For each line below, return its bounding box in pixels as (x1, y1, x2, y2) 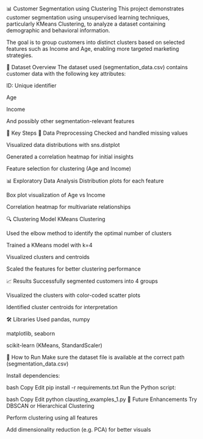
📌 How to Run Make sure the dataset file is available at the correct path (6, 354, 185, 361)
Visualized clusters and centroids (6, 253, 90, 260)
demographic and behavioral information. (6, 27, 110, 34)
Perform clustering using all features (6, 414, 98, 421)
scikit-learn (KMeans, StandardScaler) (6, 342, 102, 349)
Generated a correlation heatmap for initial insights (6, 153, 134, 160)
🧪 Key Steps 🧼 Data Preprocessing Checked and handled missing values (6, 129, 188, 137)
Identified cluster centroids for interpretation (6, 304, 118, 310)
